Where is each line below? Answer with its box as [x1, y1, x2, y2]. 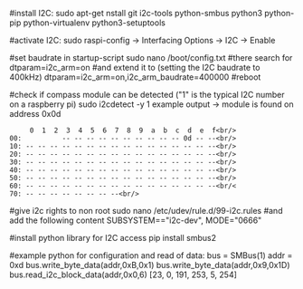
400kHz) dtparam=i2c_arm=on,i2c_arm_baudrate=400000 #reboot [9, 72, 261, 82]
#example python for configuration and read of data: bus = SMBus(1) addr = [9, 250, 293, 261]
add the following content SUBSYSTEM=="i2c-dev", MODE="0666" [9, 215, 262, 226]
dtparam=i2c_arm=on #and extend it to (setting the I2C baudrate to [9, 63, 260, 72]
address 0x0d [9, 109, 62, 119]
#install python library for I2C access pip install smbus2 [9, 233, 217, 243]
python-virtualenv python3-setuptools [23, 17, 166, 28]
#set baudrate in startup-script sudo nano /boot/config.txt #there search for [9, 53, 293, 63]
